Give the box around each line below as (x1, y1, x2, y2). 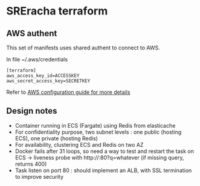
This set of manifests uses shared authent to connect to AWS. (6, 44, 160, 51)
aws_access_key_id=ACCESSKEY (6, 73, 80, 79)
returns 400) (15, 160, 47, 167)
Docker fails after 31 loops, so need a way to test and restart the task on (15, 147, 195, 155)
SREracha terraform (6, 4, 108, 18)
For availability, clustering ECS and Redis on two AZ (15, 141, 144, 148)
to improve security (15, 173, 63, 180)
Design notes (6, 106, 57, 116)
